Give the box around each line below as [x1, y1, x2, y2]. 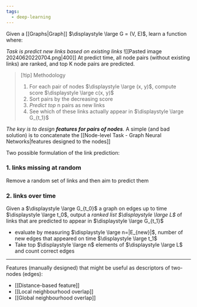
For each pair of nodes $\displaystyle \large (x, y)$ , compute [29, 83, 177, 90]
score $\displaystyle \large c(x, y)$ [29, 89, 114, 96]
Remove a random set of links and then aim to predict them [6, 177, 149, 184]
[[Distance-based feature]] [14, 282, 80, 289]
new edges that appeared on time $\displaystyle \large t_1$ [14, 235, 157, 242]
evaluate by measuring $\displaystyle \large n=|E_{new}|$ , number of [14, 229, 184, 236]
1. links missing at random [6, 163, 81, 172]
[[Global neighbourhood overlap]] [14, 294, 96, 302]
